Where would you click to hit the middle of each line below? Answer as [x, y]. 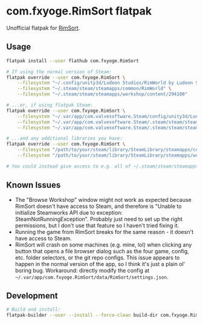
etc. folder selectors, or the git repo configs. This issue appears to [97, 258]
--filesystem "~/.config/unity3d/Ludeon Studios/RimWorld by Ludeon [105, 83]
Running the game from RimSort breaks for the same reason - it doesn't [104, 232]
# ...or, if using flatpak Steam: [50, 105]
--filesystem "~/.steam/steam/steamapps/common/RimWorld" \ [94, 89]
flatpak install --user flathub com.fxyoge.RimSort [72, 61]
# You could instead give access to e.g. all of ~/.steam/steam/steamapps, [104, 166]
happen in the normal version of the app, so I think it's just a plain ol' [100, 264]
